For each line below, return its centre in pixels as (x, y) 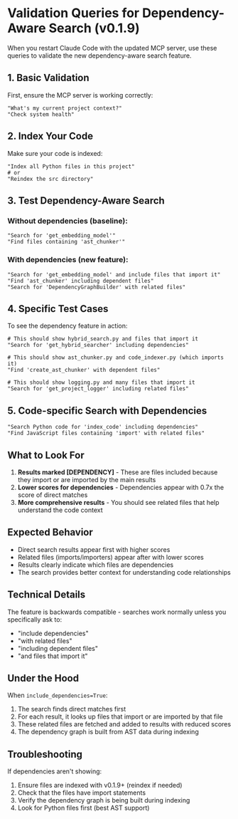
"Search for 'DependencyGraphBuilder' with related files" (97, 287)
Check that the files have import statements (82, 793)
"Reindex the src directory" (50, 179)
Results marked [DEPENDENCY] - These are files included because (118, 472)
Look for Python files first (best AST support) (83, 808)
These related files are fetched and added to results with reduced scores (124, 724)
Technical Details (47, 595)
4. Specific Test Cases (58, 309)
